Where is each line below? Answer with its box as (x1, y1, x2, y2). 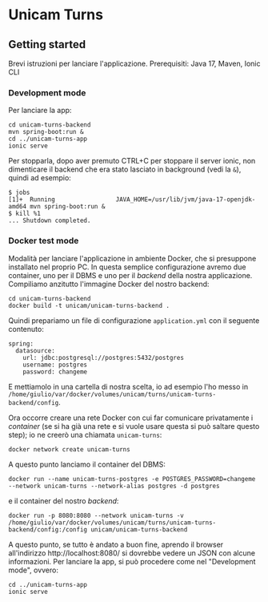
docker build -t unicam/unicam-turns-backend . (8, 301, 170, 309)
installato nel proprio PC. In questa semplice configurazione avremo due (8, 262, 246, 272)
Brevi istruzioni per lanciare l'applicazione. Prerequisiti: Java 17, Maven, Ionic (8, 59, 261, 68)
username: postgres (22, 361, 88, 369)
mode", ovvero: (8, 565, 58, 575)
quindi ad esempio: (8, 173, 72, 183)
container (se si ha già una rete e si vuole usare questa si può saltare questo (8, 421, 260, 430)
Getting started (8, 38, 86, 51)
